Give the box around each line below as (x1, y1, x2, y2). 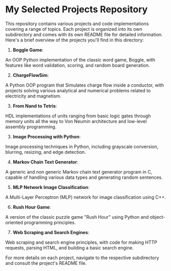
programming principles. (24, 219, 76, 225)
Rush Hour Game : (12, 204, 51, 210)
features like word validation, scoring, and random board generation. (5, 62, 150, 68)
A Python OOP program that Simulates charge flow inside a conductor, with (5, 82, 164, 88)
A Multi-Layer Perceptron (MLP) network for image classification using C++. (5, 194, 166, 200)
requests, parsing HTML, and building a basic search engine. (5, 244, 134, 251)
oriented (5, 219, 23, 225)
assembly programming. (5, 123, 57, 130)
